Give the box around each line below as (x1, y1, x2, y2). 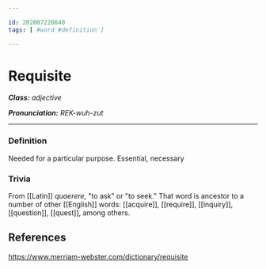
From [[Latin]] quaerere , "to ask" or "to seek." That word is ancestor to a (8, 191, 244, 201)
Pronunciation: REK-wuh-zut (8, 108, 104, 118)
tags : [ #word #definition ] (8, 25, 104, 34)
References (8, 231, 66, 244)
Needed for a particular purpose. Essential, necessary (8, 153, 184, 163)
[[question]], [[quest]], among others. (8, 208, 131, 218)
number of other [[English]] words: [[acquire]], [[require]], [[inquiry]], (8, 199, 234, 210)
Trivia (8, 173, 31, 184)
